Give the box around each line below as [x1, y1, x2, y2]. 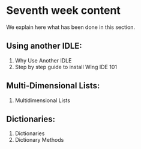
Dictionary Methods [14, 136, 64, 144]
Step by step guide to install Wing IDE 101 [14, 63, 117, 70]
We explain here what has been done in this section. [6, 23, 136, 31]
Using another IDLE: [6, 41, 82, 51]
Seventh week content [6, 4, 121, 17]
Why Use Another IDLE [14, 56, 72, 64]
